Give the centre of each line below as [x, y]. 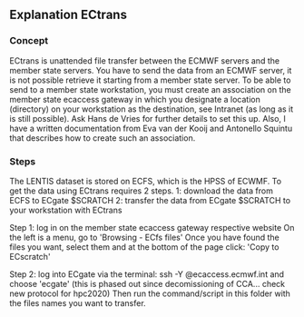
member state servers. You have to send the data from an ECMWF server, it [151, 70]
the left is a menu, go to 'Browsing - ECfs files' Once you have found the [144, 237]
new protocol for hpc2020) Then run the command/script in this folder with [150, 293]
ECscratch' [30, 256]
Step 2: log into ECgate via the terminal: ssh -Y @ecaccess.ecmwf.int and [147, 274]
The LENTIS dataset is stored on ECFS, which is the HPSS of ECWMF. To [146, 181]
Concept [29, 41]
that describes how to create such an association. [103, 138]
